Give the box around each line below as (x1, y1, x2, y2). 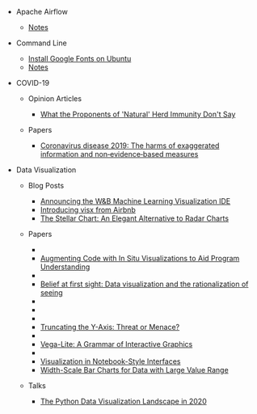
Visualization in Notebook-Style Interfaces (40, 357, 181, 366)
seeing (40, 288, 63, 298)
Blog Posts (27, 181, 65, 190)
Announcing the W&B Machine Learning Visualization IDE (40, 196, 231, 205)
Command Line (15, 38, 67, 48)
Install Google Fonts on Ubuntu (27, 54, 132, 63)
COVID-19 (15, 78, 50, 87)
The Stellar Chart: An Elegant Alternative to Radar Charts (40, 213, 229, 223)
